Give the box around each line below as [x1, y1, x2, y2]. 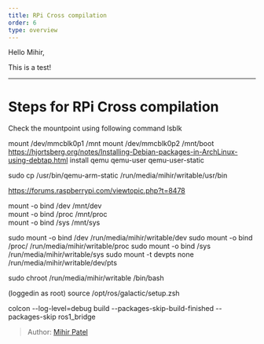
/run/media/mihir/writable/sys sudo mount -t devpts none [8, 250, 194, 259]
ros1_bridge [57, 312, 96, 322]
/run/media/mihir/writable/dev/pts [8, 258, 118, 268]
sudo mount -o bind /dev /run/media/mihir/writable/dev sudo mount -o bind [8, 233, 253, 243]
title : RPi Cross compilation [8, 11, 108, 20]
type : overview [8, 26, 58, 34]
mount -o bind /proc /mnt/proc [8, 210, 108, 219]
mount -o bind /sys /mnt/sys [8, 218, 101, 228]
